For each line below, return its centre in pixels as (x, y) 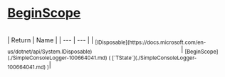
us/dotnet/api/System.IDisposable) (50, 52)
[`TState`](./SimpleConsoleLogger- (154, 58)
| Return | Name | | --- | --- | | (51, 40)
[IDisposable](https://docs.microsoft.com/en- (151, 42)
